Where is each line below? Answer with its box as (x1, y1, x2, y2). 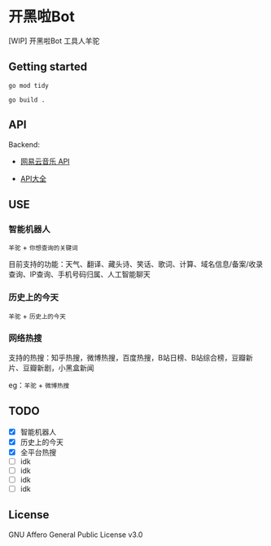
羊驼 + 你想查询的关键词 (8, 242, 79, 252)
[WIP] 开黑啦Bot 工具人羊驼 (8, 36, 100, 46)
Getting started (8, 60, 88, 74)
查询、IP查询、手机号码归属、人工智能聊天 (8, 269, 151, 279)
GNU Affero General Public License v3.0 (8, 530, 143, 539)
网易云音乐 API (20, 156, 71, 166)
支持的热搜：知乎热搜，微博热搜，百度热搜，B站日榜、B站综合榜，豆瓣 (8, 352, 247, 362)
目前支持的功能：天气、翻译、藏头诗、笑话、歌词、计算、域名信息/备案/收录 (8, 260, 264, 269)
